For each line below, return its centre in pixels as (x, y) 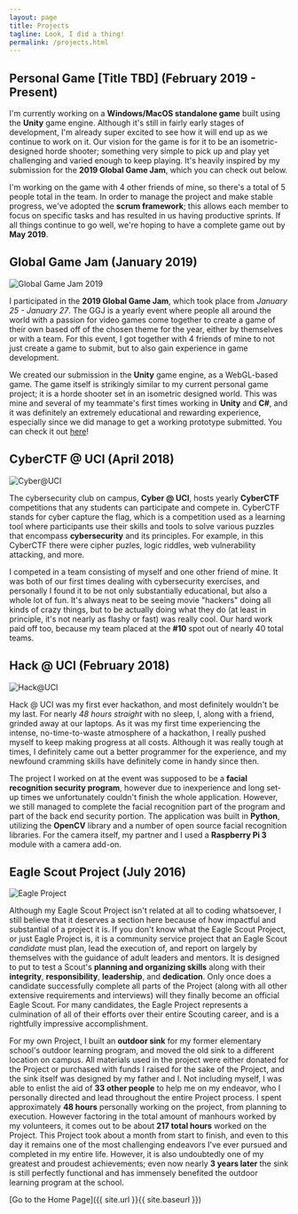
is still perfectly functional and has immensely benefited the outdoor (134, 1173)
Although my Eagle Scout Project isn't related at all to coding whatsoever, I (145, 910)
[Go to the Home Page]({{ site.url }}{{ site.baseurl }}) (106, 1200)
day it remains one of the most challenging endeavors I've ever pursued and (149, 1145)
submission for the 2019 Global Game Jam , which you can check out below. (149, 171)
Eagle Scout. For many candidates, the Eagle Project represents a (129, 1005)
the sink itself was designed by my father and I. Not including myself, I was (145, 1079)
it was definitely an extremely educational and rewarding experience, (135, 412)
